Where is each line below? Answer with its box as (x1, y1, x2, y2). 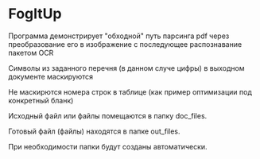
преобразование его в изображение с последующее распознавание (8, 39, 243, 48)
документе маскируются (8, 72, 94, 81)
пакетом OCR (8, 48, 54, 57)
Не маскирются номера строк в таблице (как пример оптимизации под (8, 87, 252, 96)
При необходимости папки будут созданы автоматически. (8, 142, 208, 151)
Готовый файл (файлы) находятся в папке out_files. (8, 126, 180, 136)
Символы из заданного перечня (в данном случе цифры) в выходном (8, 63, 245, 72)
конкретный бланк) (8, 95, 74, 105)
